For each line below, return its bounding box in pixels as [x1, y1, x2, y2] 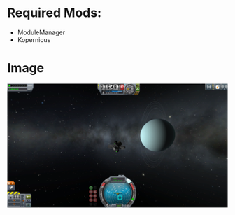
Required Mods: [7, 5, 102, 21]
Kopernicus [17, 35, 51, 43]
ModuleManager [17, 28, 65, 36]
